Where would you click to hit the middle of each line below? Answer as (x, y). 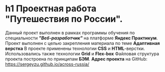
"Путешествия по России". (64, 19)
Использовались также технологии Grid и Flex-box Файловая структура (82, 54)
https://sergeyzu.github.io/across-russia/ (47, 64)
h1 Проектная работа (51, 9)
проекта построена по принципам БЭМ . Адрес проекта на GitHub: (76, 59)
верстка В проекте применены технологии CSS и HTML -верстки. (75, 48)
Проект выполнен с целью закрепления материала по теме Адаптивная (82, 43)
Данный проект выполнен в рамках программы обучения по (70, 33)
